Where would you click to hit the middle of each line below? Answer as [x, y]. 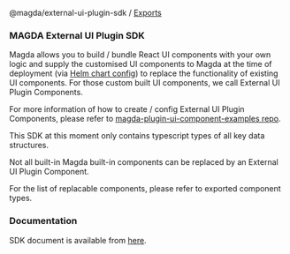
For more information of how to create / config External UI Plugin [127, 109]
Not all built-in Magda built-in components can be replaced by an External [144, 162]
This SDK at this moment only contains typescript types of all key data [137, 136]
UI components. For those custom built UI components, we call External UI [145, 83]
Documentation [43, 221]
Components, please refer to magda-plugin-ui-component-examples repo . [145, 119]
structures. [29, 146]
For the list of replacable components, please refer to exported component [145, 189]
